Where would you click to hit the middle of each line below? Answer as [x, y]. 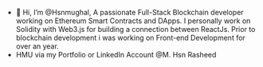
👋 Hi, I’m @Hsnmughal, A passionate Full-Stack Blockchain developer [130, 12]
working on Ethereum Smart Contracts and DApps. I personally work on [133, 21]
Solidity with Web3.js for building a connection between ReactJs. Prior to [135, 29]
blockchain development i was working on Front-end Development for [130, 37]
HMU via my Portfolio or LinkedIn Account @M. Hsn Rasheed [116, 55]
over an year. [37, 46]
